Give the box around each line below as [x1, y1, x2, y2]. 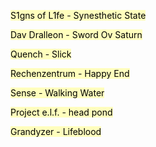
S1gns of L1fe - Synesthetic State [10, 10, 147, 21]
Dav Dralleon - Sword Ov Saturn [10, 29, 143, 40]
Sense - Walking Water [10, 87, 105, 99]
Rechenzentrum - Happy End [10, 68, 130, 79]
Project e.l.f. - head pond [10, 106, 113, 118]
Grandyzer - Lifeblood [10, 126, 102, 137]
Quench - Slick [10, 48, 72, 60]
